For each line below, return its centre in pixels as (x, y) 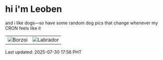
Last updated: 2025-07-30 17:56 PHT (43, 52)
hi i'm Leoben (34, 9)
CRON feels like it (23, 28)
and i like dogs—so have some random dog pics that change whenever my (81, 23)
